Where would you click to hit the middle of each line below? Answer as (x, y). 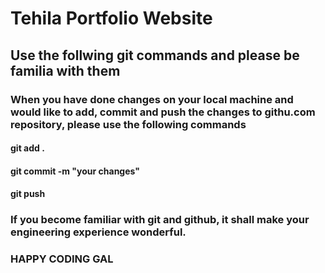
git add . (27, 148)
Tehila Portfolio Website (111, 18)
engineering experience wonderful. (98, 232)
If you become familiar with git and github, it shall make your (160, 220)
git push (28, 194)
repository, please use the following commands (128, 124)
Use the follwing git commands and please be (155, 55)
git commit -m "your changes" (75, 171)
